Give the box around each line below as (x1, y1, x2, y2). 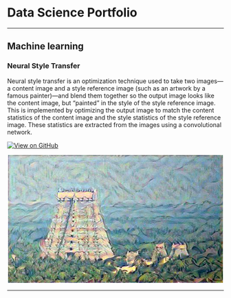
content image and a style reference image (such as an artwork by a (12, 84, 206, 92)
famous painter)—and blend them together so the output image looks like (7, 91, 214, 100)
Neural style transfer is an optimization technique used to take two (7, 77, 196, 85)
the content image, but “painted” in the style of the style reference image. (7, 98, 216, 107)
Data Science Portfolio (7, 5, 137, 21)
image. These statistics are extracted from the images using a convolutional (7, 120, 222, 128)
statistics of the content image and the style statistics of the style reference (7, 113, 221, 122)
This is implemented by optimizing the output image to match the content (7, 106, 214, 114)
